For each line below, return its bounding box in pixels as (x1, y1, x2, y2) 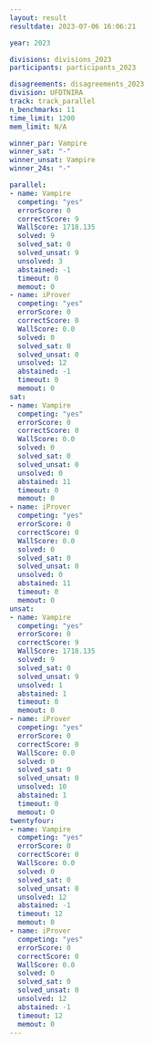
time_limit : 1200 (9, 113, 76, 123)
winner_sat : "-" (9, 147, 71, 156)
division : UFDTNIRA (9, 88, 84, 98)
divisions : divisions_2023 (9, 55, 112, 64)
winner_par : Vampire (9, 139, 88, 148)
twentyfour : (9, 816, 55, 825)
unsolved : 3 (17, 256, 64, 265)
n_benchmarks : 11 (9, 105, 76, 114)
